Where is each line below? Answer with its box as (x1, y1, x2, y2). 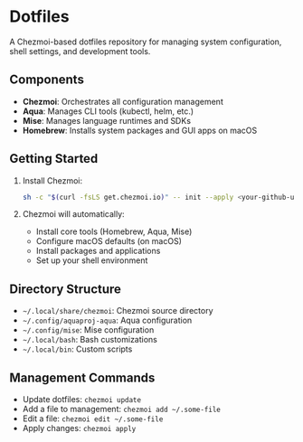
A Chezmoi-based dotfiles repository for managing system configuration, (9, 36, 282, 47)
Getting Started (9, 151, 99, 166)
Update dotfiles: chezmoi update (22, 394, 142, 405)
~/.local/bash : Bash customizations (22, 334, 158, 345)
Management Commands (9, 370, 156, 385)
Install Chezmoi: (22, 174, 83, 186)
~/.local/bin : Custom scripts (22, 343, 133, 354)
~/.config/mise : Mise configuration (22, 324, 155, 335)
